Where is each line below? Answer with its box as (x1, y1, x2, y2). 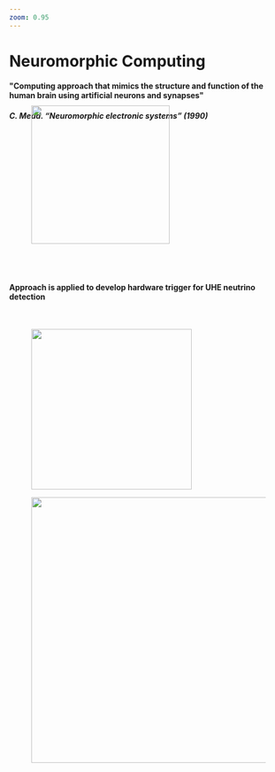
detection (9, 291, 46, 302)
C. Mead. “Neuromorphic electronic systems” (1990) (9, 111, 209, 120)
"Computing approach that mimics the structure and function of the (9, 81, 264, 91)
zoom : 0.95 (9, 12, 50, 22)
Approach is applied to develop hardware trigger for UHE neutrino (9, 282, 256, 292)
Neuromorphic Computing (9, 50, 206, 71)
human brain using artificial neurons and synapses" (9, 90, 204, 101)
